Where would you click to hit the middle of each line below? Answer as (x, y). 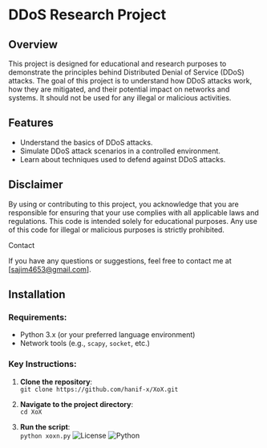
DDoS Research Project (87, 15)
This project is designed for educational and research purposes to (117, 63)
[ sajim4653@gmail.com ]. (50, 269)
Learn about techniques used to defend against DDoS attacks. (123, 159)
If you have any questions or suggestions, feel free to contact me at (120, 261)
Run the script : (45, 426)
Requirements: (38, 317)
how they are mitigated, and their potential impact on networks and (119, 89)
